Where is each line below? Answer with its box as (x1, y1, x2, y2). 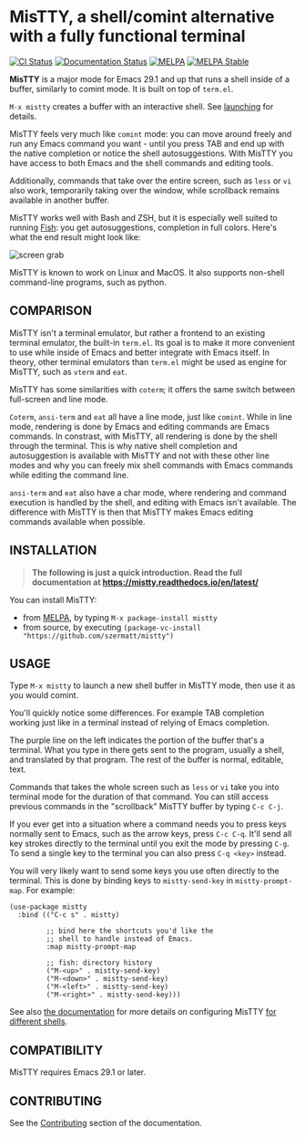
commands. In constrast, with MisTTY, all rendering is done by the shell (9, 431, 278, 442)
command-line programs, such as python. (9, 276, 167, 287)
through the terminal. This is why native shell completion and (9, 440, 239, 451)
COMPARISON (9, 303, 93, 318)
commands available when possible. (9, 516, 146, 527)
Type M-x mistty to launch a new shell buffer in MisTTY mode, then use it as (9, 680, 296, 691)
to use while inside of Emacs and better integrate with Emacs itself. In (9, 347, 270, 358)
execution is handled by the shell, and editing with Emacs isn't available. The (9, 496, 297, 507)
